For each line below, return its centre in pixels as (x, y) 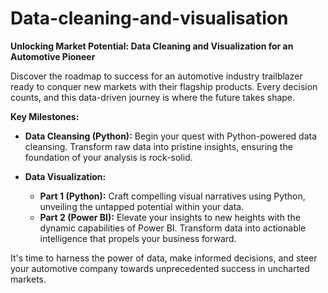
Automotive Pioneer (53, 56)
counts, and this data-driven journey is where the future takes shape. (153, 97)
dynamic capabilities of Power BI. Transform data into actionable (173, 228)
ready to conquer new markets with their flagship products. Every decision (164, 86)
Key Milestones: (45, 116)
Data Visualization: (65, 176)
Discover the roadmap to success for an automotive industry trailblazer (156, 76)
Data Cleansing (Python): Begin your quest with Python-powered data (171, 136)
